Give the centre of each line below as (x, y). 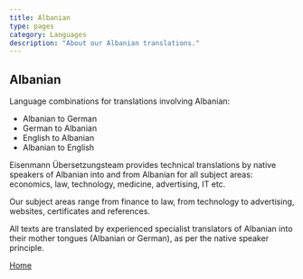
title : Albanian (40, 18)
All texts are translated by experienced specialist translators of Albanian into (151, 229)
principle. (27, 248)
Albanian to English (58, 148)
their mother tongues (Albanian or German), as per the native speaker (139, 238)
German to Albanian (60, 128)
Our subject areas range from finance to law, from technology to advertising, (152, 202)
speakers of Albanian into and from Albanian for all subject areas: (131, 175)
